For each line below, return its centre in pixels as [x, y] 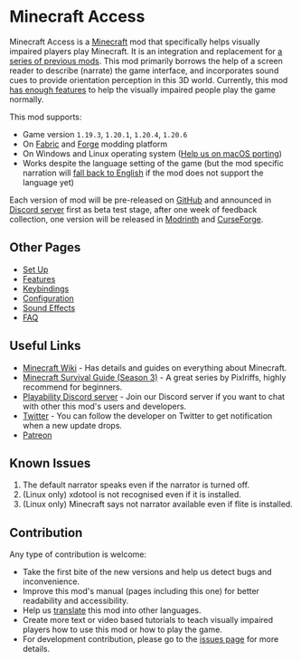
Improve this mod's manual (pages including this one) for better [141, 591]
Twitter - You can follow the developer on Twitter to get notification [147, 415]
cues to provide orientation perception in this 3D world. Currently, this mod [149, 80]
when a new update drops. [72, 425]
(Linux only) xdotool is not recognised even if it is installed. [132, 495]
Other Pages [45, 247]
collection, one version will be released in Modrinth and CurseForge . [136, 219]
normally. [27, 99]
